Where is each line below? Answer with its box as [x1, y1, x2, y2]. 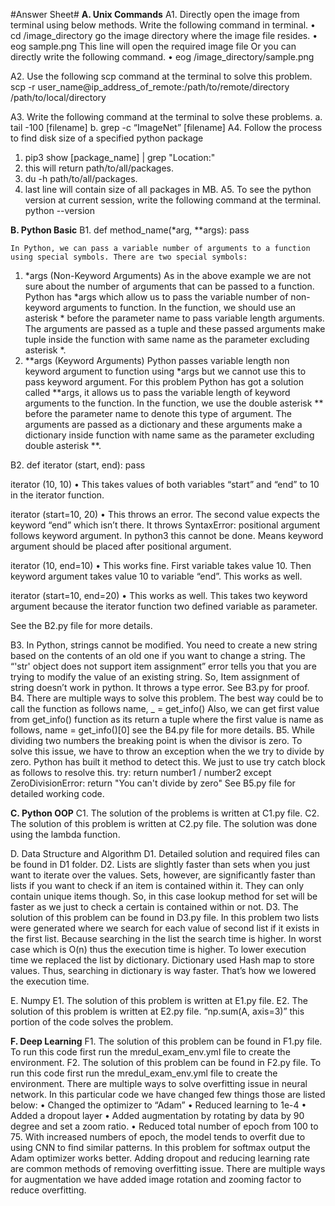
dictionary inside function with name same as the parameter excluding [24, 429, 315, 441]
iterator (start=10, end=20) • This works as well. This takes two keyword [10, 590, 308, 601]
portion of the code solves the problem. [10, 1016, 174, 1028]
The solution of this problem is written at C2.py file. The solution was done [10, 818, 318, 829]
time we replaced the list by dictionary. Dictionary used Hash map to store [10, 954, 315, 966]
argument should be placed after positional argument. [10, 540, 232, 552]
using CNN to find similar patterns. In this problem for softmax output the [10, 1142, 311, 1153]
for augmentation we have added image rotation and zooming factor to [10, 1174, 302, 1185]
